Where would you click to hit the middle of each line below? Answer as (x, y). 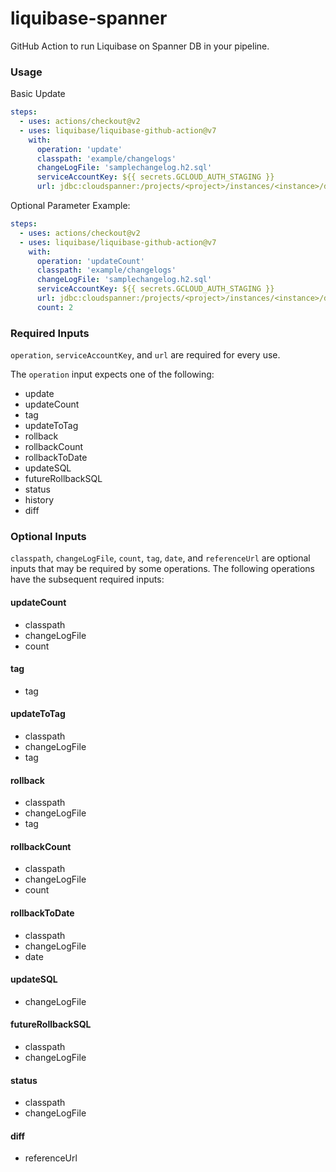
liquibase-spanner (89, 18)
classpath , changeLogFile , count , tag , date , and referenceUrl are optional (160, 558)
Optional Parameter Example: (70, 206)
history (39, 500)
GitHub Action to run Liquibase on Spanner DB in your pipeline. (140, 46)
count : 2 (55, 307)
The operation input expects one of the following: (112, 374)
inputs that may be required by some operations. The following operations (163, 569)
